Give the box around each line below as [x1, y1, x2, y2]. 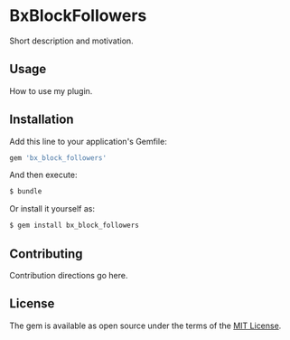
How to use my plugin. [9, 85, 93, 96]
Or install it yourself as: [9, 203, 95, 214]
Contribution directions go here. [9, 270, 128, 280]
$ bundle [9, 187, 42, 196]
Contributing [9, 246, 83, 261]
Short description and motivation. [9, 35, 134, 46]
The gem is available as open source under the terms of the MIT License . [9, 320, 282, 331]
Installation [9, 112, 74, 127]
